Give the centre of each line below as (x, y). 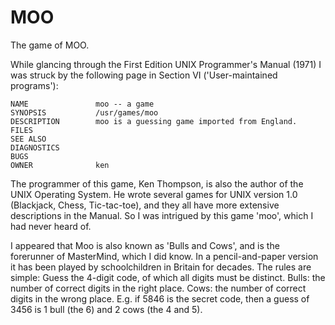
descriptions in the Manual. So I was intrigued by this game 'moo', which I (162, 215)
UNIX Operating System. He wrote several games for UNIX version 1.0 (154, 194)
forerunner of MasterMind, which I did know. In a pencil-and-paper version (164, 256)
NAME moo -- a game (82, 104)
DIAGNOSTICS (35, 147)
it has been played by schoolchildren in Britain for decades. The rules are (161, 267)
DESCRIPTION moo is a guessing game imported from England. (154, 121)
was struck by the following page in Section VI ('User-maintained (144, 75)
